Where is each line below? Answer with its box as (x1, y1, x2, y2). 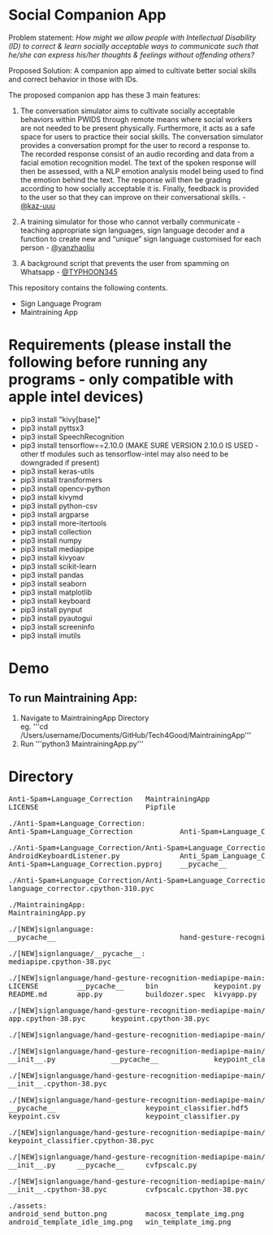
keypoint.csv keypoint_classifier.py (8, 1111, 240, 1120)
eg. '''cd (19, 722, 49, 731)
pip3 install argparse (19, 509, 89, 519)
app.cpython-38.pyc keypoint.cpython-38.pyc (8, 1014, 210, 1023)
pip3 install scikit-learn (19, 561, 97, 571)
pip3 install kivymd (19, 492, 84, 502)
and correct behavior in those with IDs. (8, 74, 139, 84)
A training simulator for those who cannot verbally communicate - (19, 216, 241, 226)
